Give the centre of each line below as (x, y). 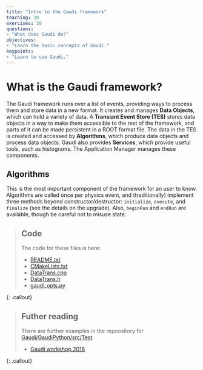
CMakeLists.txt (49, 266)
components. (23, 155)
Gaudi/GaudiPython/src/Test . (58, 337)
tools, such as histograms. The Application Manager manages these (91, 148)
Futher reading (50, 316)
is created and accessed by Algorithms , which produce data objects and (98, 136)
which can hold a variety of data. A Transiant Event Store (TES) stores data (101, 116)
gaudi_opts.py (48, 286)
